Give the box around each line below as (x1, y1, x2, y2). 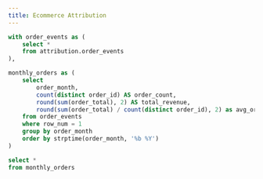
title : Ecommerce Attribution (8, 11, 107, 20)
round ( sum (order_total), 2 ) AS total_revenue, (36, 98, 191, 106)
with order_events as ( (8, 33, 86, 41)
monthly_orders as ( (8, 69, 76, 77)
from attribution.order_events (22, 48, 124, 56)
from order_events (22, 113, 82, 121)
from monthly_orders (8, 163, 76, 171)
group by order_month (22, 127, 92, 136)
